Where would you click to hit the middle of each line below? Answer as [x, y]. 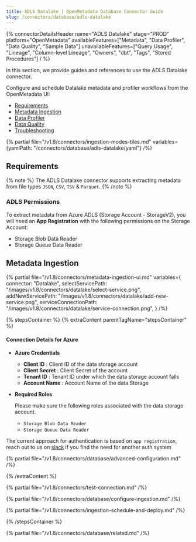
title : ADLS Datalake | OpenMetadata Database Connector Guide [85, 11]
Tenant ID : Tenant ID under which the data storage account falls [101, 376]
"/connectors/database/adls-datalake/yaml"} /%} [93, 148]
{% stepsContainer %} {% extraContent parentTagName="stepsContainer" [97, 320]
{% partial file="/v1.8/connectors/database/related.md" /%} [78, 533]
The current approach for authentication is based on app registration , [92, 440]
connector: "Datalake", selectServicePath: [56, 284]
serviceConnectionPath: [68, 302]
